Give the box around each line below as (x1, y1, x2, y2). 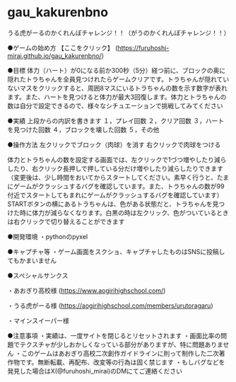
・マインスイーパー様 (7, 316, 69, 325)
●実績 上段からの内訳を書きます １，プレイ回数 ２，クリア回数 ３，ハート (7, 116, 225, 125)
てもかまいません (7, 256, 57, 265)
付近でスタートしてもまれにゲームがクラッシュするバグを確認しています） (7, 190, 224, 199)
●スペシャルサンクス (7, 271, 69, 279)
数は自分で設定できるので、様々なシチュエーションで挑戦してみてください (7, 101, 224, 110)
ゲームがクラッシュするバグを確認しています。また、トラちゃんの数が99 (13, 182, 225, 190)
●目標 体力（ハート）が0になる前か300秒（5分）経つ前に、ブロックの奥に (7, 66, 226, 74)
